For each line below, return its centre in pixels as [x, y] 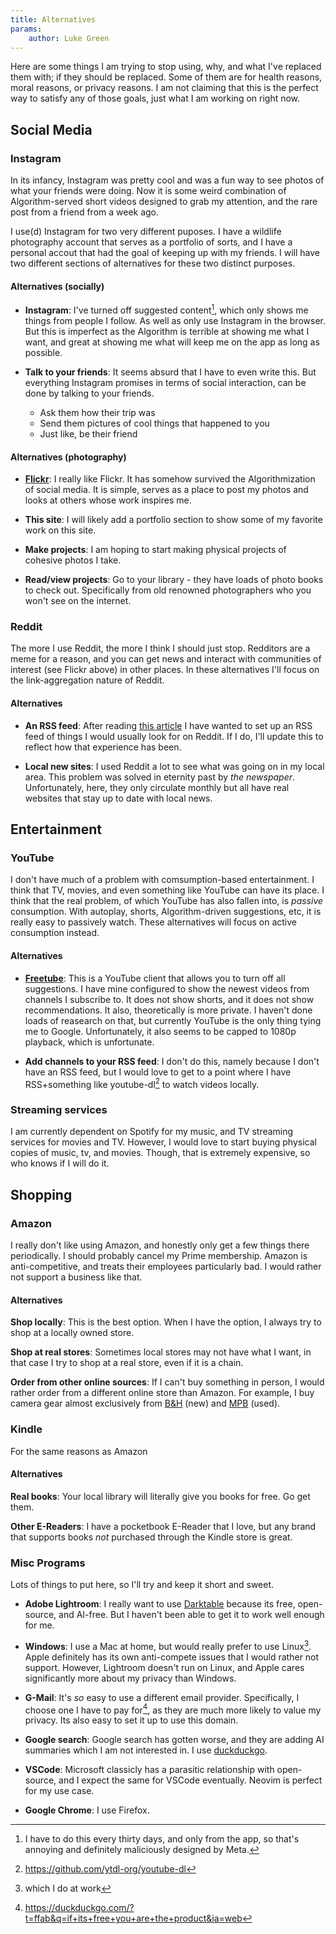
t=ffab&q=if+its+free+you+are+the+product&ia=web [133, 1918]
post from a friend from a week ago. [85, 212]
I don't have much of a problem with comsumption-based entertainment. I [162, 880]
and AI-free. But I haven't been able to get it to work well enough [191, 1615]
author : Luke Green [69, 38]
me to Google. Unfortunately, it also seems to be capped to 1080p [160, 1031]
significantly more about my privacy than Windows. [130, 1678]
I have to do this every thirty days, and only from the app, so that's [162, 1839]
